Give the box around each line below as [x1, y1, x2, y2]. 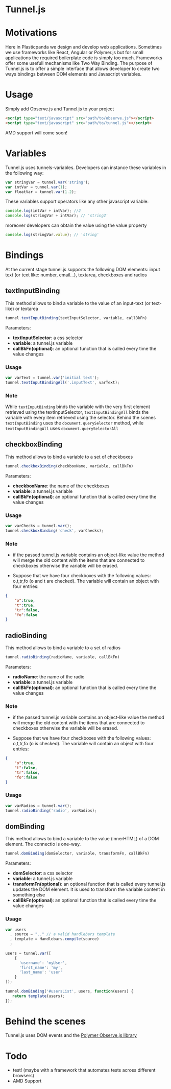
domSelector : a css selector [12, 870, 73, 877]
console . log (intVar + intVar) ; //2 [5, 208, 81, 214]
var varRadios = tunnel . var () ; [5, 803, 72, 808]
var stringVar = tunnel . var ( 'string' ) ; [5, 180, 90, 185]
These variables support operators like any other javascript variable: [5, 198, 149, 205]
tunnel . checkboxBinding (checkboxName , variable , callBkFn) [5, 463, 134, 468]
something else [12, 892, 45, 898]
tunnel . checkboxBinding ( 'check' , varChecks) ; [5, 528, 104, 533]
